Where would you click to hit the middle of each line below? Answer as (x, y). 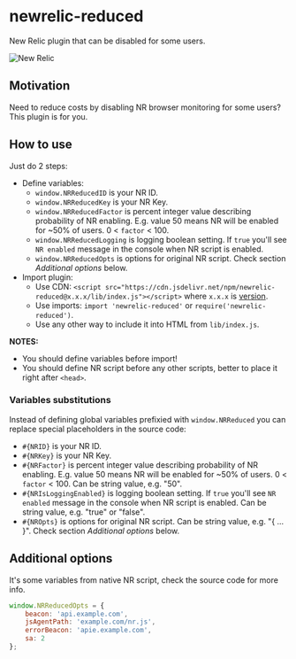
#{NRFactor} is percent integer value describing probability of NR (140, 465)
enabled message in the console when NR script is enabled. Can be (144, 502)
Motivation (40, 86)
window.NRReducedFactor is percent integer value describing (143, 211)
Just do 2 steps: (38, 166)
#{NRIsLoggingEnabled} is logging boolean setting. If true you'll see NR (149, 492)
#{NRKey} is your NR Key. (67, 455)
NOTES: (24, 341)
